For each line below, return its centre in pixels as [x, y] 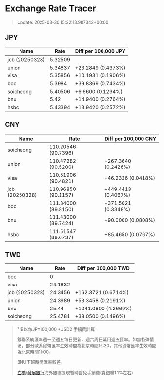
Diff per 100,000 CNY [131, 139]
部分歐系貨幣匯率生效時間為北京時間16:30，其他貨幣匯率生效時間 [91, 346]
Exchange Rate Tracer [51, 9]
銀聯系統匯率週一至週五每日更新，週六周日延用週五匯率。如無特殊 [83, 340]
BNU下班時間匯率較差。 [41, 362]
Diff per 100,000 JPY [100, 51]
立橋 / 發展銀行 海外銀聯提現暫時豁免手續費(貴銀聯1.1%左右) [75, 373]
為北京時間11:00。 [35, 352]
